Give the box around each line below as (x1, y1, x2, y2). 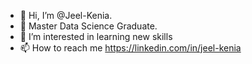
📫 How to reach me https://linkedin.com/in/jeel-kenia (19, 42, 242, 54)
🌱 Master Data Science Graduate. (19, 20, 158, 32)
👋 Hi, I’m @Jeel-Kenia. (19, 10, 113, 21)
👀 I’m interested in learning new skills (19, 31, 173, 42)
